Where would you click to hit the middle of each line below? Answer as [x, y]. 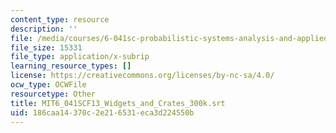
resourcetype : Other [53, 94]
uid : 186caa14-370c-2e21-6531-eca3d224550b [102, 112]
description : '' [44, 29]
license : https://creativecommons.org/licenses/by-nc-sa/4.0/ [142, 76]
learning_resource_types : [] [71, 66]
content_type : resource [60, 19]
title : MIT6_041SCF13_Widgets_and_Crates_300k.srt [118, 103]
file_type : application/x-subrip [80, 57]
